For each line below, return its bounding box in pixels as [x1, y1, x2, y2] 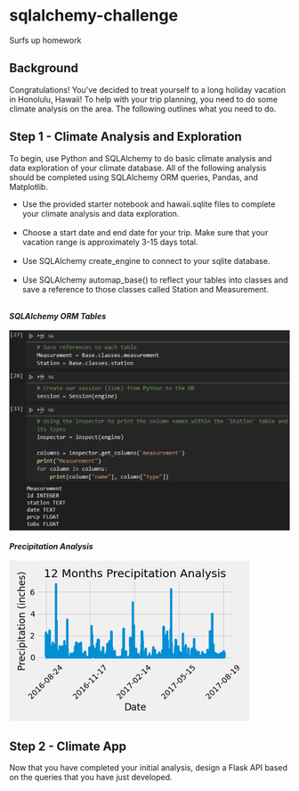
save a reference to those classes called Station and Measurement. [21, 284, 270, 294]
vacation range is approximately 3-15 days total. [21, 236, 198, 247]
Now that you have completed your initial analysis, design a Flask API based [9, 762, 287, 773]
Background [9, 61, 78, 76]
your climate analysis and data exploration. [21, 208, 180, 218]
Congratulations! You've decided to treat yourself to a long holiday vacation [9, 84, 287, 95]
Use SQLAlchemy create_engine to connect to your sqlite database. [21, 255, 271, 266]
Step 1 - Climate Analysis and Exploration [9, 129, 242, 144]
